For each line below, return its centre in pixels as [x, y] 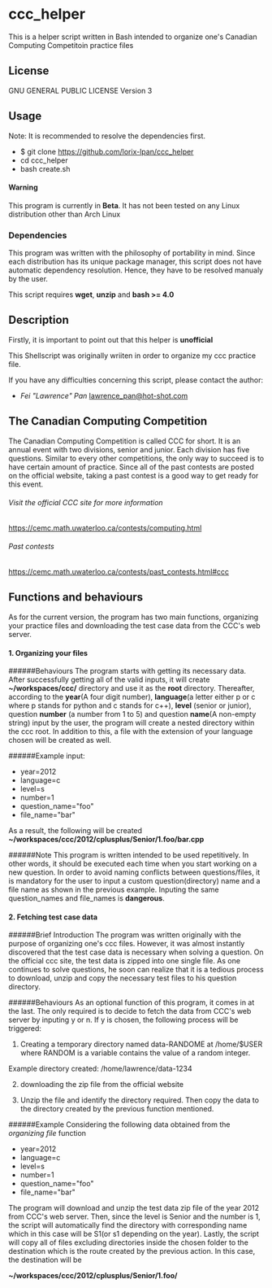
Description [39, 320]
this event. [26, 484]
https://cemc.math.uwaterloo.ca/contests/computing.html [105, 528]
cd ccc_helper [44, 160]
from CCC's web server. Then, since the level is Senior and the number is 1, [135, 1216]
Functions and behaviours [76, 598]
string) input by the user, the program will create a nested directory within [132, 723]
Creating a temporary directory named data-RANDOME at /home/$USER [141, 1044]
